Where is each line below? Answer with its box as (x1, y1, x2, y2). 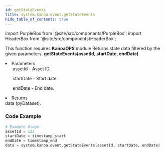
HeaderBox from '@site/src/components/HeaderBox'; (5, 36, 116, 42)
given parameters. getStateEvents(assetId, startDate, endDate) (5, 51, 139, 57)
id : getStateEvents (5, 7, 46, 13)
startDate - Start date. (12, 76, 58, 82)
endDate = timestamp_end (5, 138, 57, 143)
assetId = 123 (5, 129, 35, 134)
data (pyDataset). (5, 100, 41, 106)
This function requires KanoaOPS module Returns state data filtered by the (5, 46, 160, 52)
